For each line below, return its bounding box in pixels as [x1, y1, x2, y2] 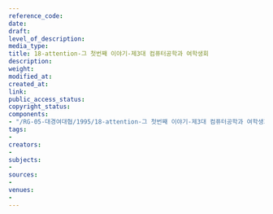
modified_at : [8, 72, 53, 81]
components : [8, 111, 49, 119]
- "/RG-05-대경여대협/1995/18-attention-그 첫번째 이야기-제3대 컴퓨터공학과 [8, 118, 244, 126]
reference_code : [8, 11, 63, 20]
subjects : [8, 155, 42, 164]
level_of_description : [8, 34, 85, 43]
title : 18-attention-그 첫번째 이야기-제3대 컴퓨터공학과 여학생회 [8, 50, 209, 58]
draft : [8, 27, 31, 35]
